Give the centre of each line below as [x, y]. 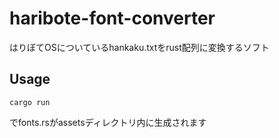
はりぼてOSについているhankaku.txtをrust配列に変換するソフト [139, 47]
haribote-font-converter [112, 18]
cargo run [30, 102]
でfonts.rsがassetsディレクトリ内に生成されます [108, 122]
